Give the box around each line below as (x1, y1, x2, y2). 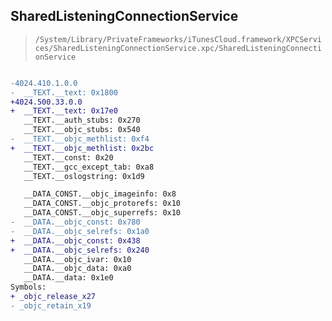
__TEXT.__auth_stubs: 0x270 (23, 115, 141, 126)
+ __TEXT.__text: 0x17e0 (10, 106, 118, 116)
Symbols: (10, 282, 47, 293)
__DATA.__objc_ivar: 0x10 (23, 254, 132, 264)
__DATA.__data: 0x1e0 (23, 273, 114, 283)
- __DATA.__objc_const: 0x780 (10, 217, 141, 228)
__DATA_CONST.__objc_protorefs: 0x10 (23, 199, 182, 209)
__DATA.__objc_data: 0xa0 (23, 264, 132, 274)
